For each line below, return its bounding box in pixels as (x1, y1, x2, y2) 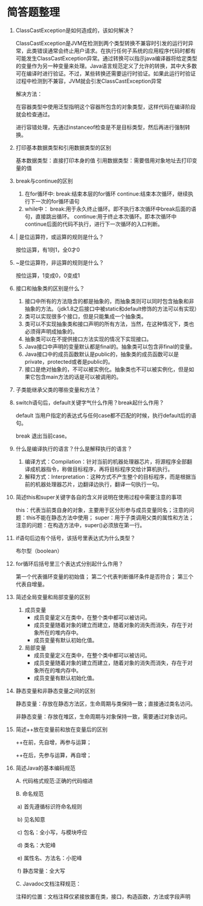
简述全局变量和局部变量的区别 (15, 593, 90, 600)
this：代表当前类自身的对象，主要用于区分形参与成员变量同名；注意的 (15, 506, 189, 513)
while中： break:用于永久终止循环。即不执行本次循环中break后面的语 (24, 205, 197, 212)
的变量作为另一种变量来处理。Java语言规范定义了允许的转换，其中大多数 (15, 62, 198, 70)
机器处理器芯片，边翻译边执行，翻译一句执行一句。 (35, 481, 163, 488)
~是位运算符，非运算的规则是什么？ (15, 258, 105, 266)
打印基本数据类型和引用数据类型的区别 (15, 143, 111, 151)
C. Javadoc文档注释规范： (15, 880, 82, 887)
